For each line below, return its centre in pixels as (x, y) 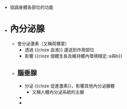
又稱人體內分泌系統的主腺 (58, 92)
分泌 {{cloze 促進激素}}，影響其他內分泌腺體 (70, 86)
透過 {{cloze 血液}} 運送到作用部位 (60, 50)
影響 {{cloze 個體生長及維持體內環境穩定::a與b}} (73, 56)
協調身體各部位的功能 (31, 7)
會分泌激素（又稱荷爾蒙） (43, 43)
